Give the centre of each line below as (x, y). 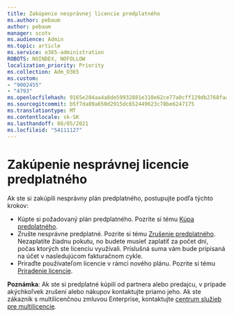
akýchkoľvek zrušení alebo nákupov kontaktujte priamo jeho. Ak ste (104, 292)
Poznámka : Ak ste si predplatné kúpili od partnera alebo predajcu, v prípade (117, 284)
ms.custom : (23, 78)
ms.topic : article (34, 46)
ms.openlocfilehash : (37, 98)
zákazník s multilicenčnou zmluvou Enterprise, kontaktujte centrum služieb (114, 299)
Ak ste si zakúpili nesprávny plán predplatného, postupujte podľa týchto (110, 198)
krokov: (18, 206)
